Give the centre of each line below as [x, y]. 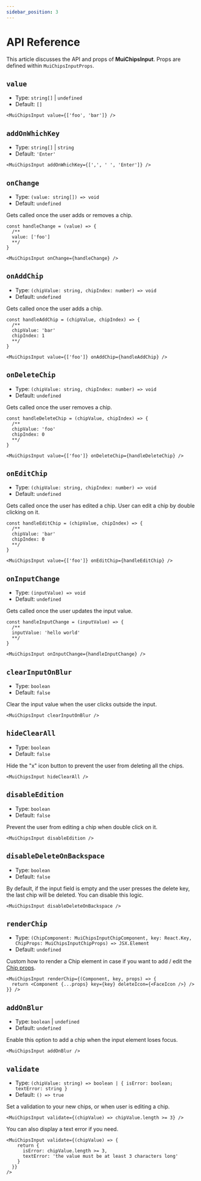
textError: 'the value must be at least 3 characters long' [100, 1156]
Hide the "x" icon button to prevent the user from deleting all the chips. [95, 766]
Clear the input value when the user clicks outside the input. [82, 705]
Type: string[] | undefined [48, 98]
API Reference [43, 42]
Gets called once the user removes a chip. [59, 407]
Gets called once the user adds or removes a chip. [69, 215]
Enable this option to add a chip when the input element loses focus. [92, 1040]
